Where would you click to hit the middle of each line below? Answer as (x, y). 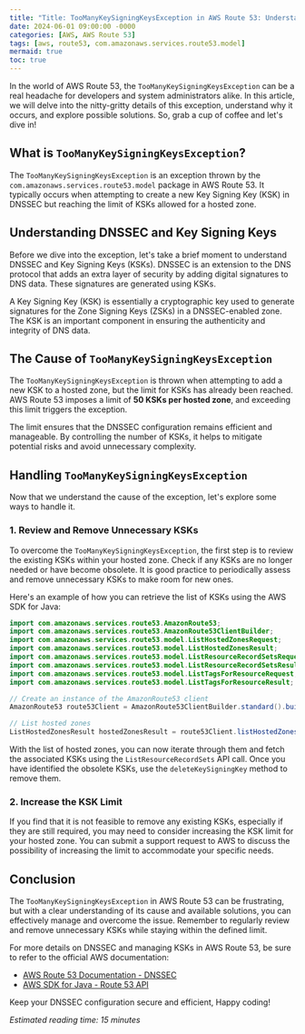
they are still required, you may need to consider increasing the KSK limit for (152, 831)
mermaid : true (36, 52)
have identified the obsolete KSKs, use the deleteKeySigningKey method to (148, 768)
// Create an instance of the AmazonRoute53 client (109, 698)
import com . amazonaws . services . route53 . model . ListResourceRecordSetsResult (156, 665)
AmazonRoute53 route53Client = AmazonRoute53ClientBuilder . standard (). (148, 707)
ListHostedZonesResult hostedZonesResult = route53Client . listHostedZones (154, 732)
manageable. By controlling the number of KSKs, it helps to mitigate (136, 437)
